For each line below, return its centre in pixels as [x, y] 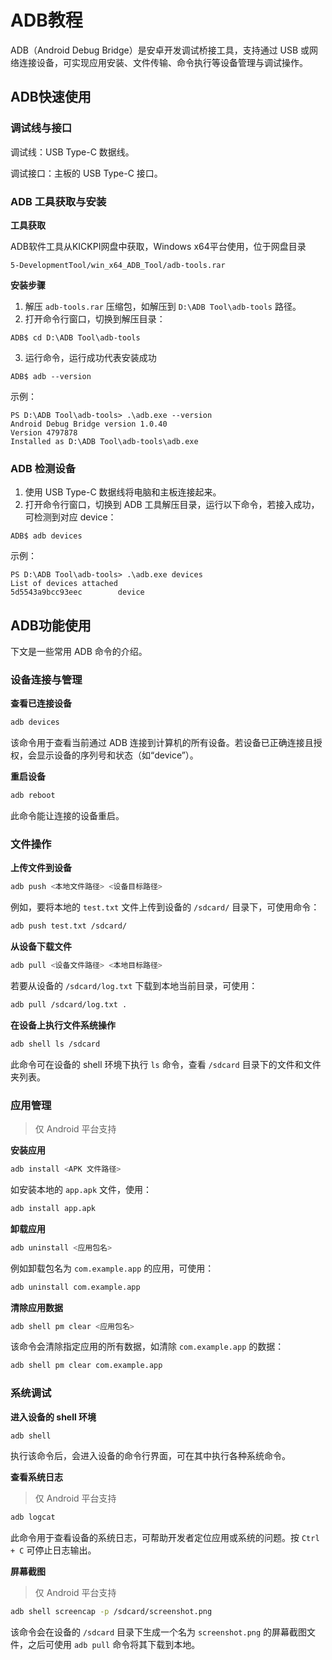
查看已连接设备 [41, 703]
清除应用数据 [36, 1307]
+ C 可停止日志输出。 [53, 1550]
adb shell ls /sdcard [55, 1044]
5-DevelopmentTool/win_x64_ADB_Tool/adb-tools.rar [118, 265]
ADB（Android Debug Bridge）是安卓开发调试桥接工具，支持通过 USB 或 [160, 50]
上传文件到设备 [41, 868]
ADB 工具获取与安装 [58, 201]
